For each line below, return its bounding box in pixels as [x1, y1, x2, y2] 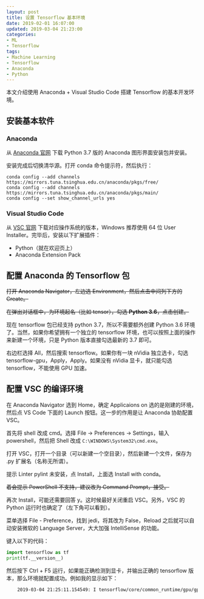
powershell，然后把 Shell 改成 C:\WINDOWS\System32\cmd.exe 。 [6, 437, 161, 444]
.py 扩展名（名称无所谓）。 [6, 457, 72, 465]
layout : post [6, 9, 39, 15]
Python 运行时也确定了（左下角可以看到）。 [6, 504, 114, 511]
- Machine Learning [6, 54, 56, 60]
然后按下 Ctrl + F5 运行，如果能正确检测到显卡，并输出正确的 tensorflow [6, 567, 187, 574]
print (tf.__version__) [6, 555, 64, 561]
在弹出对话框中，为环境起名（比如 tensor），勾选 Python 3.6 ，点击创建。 [6, 308, 189, 316]
